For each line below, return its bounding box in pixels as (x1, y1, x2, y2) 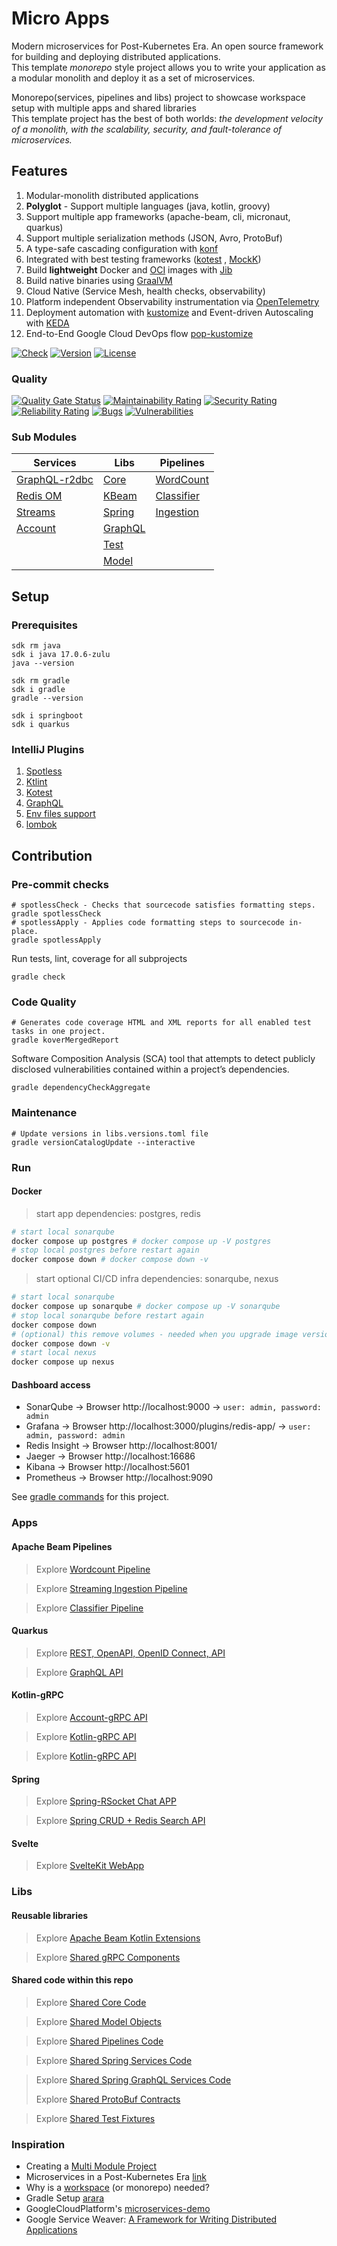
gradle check (11, 972, 66, 982)
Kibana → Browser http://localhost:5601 (25, 1461, 190, 1473)
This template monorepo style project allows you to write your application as (11, 61, 326, 73)
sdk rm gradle (11, 676, 71, 686)
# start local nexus (11, 1348, 98, 1358)
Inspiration (11, 2137, 66, 2151)
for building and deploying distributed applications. (11, 50, 221, 62)
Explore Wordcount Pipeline (35, 1563, 151, 1575)
